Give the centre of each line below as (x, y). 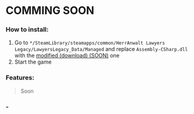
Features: (20, 78)
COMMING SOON (50, 11)
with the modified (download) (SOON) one (67, 56)
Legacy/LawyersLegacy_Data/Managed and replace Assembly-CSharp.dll (101, 49)
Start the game (33, 62)
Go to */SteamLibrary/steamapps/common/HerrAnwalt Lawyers (90, 42)
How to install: (27, 30)
